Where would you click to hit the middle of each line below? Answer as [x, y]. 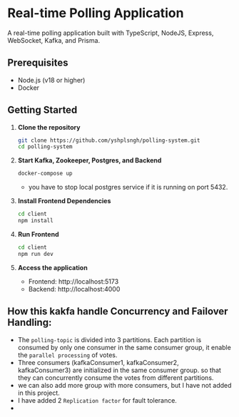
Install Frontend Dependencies [64, 201]
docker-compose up [45, 174]
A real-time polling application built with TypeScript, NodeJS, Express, [111, 33]
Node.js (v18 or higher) [51, 80]
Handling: [30, 323]
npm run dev [35, 254]
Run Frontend [38, 234]
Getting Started [42, 110]
